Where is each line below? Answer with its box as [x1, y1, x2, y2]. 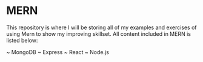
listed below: [6, 36, 38, 44]
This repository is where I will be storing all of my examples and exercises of [6, 24, 197, 31]
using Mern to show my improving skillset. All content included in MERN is [6, 30, 191, 37]
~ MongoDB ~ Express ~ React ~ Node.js [6, 48, 109, 55]
